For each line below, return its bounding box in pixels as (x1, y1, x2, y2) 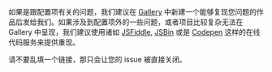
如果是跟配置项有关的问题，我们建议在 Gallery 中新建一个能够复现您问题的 (8, 7, 257, 16)
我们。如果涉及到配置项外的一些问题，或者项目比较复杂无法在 (36, 17, 244, 27)
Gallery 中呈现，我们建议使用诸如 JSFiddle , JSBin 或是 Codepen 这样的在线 (8, 28, 261, 36)
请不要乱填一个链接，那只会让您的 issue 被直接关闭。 (8, 55, 187, 64)
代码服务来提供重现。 (8, 37, 80, 47)
